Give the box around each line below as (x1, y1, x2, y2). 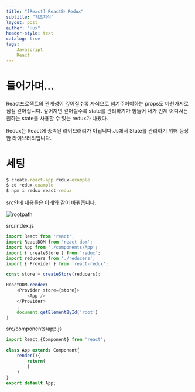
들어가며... (6, 79, 54, 93)
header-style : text (6, 31, 54, 36)
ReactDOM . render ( (6, 282, 49, 288)
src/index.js (6, 222, 35, 229)
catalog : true (6, 36, 41, 42)
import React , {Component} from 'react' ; (6, 337, 107, 343)
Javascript (16, 47, 43, 53)
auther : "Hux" (6, 25, 41, 31)
